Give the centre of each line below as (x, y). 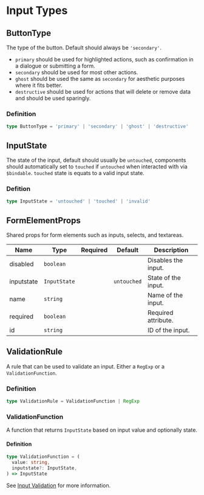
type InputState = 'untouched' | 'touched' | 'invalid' (78, 201)
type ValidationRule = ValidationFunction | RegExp (73, 401)
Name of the (165, 295)
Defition (19, 189)
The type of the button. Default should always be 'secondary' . (84, 47)
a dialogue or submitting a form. (55, 66)
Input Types (37, 11)
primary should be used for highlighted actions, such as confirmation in (104, 59)
